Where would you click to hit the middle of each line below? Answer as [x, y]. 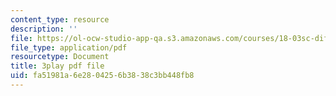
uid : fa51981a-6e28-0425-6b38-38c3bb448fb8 [102, 76]
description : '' [44, 29]
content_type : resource [60, 19]
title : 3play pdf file [57, 66]
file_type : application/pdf [69, 47]
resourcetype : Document [60, 57]
